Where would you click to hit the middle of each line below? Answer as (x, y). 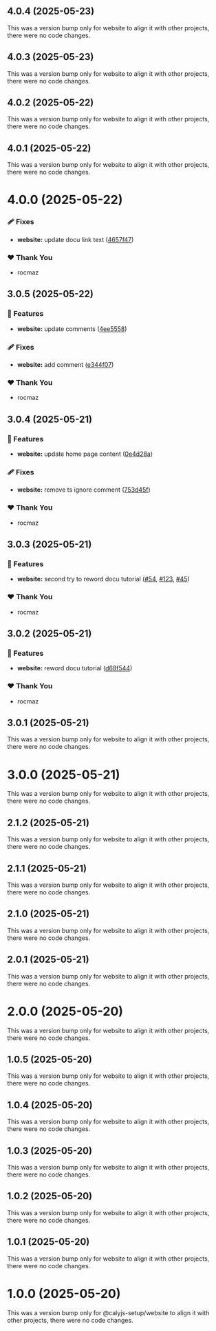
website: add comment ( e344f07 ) (65, 365)
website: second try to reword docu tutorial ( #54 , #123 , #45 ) (104, 579)
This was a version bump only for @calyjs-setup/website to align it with (108, 1312)
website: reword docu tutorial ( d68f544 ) (75, 668)
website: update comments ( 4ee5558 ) (72, 329)
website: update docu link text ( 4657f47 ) (75, 239)
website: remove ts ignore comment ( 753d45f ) (84, 490)
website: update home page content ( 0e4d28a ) (85, 454)
